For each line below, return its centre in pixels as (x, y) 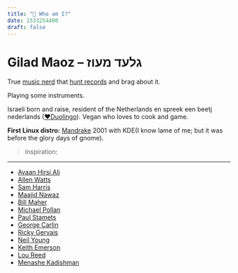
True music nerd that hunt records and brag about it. (84, 82)
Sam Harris (34, 187)
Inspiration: (41, 152)
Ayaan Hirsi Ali (39, 172)
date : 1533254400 (33, 21)
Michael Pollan (39, 210)
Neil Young (34, 240)
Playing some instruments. (46, 96)
